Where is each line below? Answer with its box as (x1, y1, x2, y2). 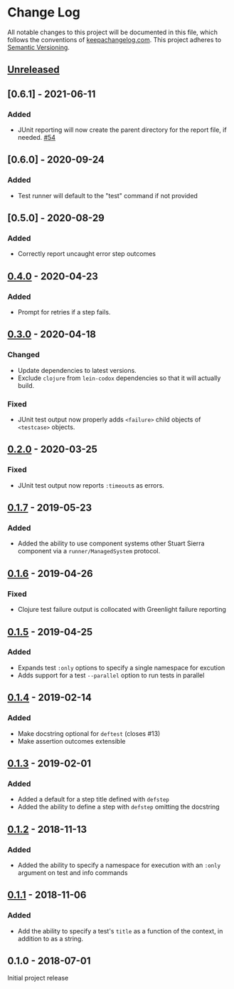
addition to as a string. (17, 934, 84, 943)
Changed (7, 350, 41, 360)
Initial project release (7, 974, 69, 983)
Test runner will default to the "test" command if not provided (17, 191, 198, 200)
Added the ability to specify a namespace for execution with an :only (17, 861, 221, 869)
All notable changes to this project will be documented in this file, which (7, 28, 218, 36)
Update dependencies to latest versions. (17, 366, 137, 374)
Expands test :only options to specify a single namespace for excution (17, 663, 225, 672)
